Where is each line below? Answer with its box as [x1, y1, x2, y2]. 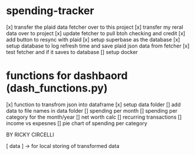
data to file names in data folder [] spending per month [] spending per [6, 107, 178, 114]
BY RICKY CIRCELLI [6, 131, 54, 138]
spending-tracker [6, 4, 94, 18]
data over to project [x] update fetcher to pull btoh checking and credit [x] [6, 29, 186, 36]
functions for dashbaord [6, 69, 128, 83]
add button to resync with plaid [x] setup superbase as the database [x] [6, 36, 180, 43]
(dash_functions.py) [6, 82, 108, 95]
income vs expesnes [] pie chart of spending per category [6, 119, 147, 127]
